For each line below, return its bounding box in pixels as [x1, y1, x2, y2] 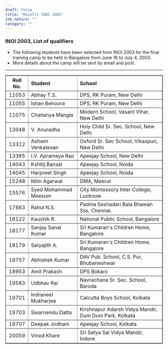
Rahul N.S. [30, 203, 55, 210]
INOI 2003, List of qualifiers [5, 38, 74, 45]
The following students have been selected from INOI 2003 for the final [12, 49, 159, 55]
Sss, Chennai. [79, 207, 112, 214]
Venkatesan [30, 143, 59, 150]
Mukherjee [30, 297, 56, 304]
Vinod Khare [30, 332, 60, 339]
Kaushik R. [30, 215, 56, 222]
